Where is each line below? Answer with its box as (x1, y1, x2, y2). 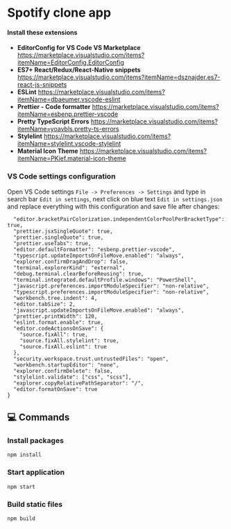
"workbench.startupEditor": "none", (13, 361, 119, 369)
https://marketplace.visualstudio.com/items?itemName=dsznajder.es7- (17, 73, 221, 81)
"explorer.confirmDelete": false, (13, 367, 113, 374)
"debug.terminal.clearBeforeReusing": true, (13, 270, 144, 277)
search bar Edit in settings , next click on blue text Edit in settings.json (7, 194, 223, 203)
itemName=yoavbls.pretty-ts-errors (17, 125, 119, 133)
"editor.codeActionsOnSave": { (13, 325, 104, 332)
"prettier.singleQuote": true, (13, 234, 104, 241)
